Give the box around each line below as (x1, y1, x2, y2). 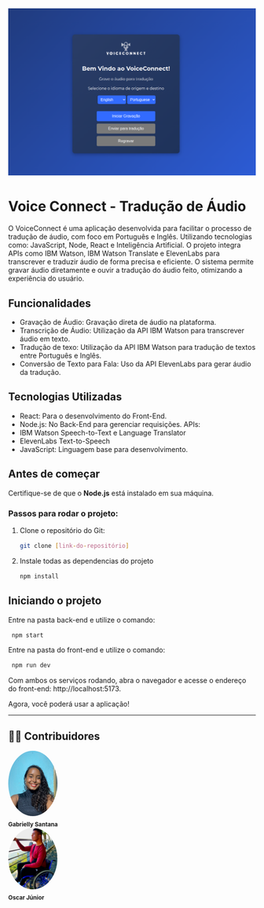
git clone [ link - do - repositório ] (19, 542, 130, 550)
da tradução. (19, 368, 61, 377)
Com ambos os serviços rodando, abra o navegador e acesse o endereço (8, 676, 247, 686)
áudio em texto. (19, 334, 71, 344)
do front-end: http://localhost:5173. (8, 684, 122, 693)
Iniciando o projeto (8, 594, 102, 608)
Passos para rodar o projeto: (8, 508, 119, 519)
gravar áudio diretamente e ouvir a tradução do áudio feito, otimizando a (8, 266, 243, 275)
